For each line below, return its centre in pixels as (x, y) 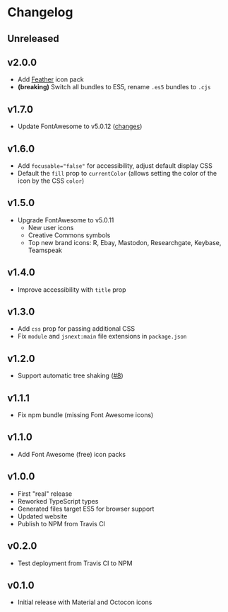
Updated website (42, 516)
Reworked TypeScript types (58, 501)
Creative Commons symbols (69, 235)
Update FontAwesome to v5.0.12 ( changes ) (80, 126)
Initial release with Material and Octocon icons (85, 602)
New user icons (51, 227)
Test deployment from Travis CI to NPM (75, 563)
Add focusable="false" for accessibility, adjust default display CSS (115, 166)
